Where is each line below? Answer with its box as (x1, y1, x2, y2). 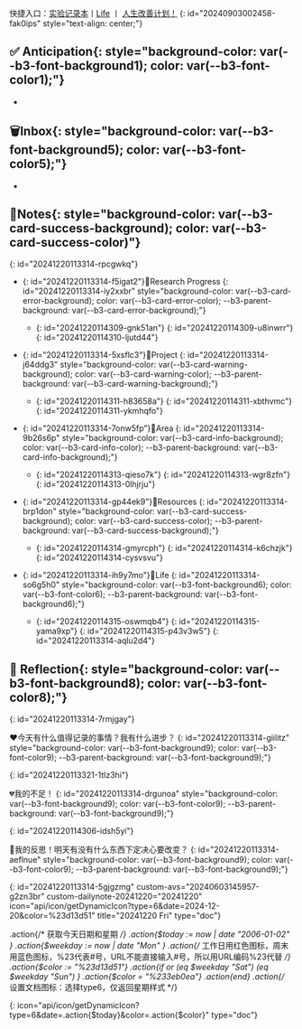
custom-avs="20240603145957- (136, 882, 260, 893)
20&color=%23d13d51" (9, 911, 96, 921)
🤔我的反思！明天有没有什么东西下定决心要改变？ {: (9, 844, 197, 856)
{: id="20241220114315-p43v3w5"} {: (79, 626, 219, 637)
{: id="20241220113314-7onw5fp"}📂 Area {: (22, 423, 182, 434)
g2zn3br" (9, 891, 45, 902)
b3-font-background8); (9, 676, 145, 691)
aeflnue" (9, 855, 41, 865)
